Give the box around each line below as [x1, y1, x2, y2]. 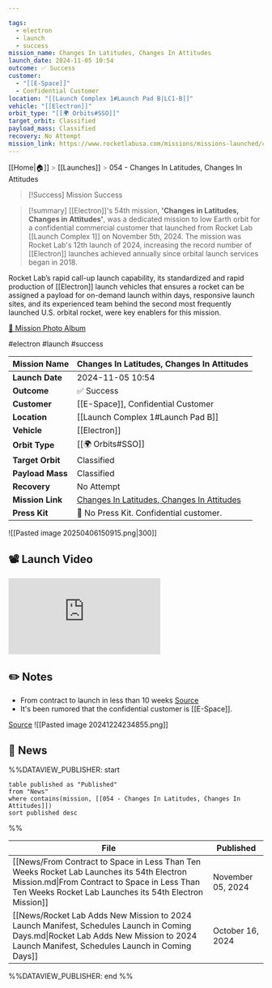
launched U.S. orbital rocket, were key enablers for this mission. [8, 307, 221, 317]
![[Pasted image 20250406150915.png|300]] [8, 528, 158, 538]
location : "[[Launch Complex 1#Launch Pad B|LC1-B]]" [8, 94, 194, 102]
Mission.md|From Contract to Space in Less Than [12, 877, 201, 888]
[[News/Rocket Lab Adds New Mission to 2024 [12, 910, 192, 921]
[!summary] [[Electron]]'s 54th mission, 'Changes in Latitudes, [28, 205, 240, 215]
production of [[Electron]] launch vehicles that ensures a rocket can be [8, 281, 244, 291]
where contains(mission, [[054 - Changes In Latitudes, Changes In [8, 795, 241, 803]
